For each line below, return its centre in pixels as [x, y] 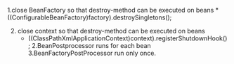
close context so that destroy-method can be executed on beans [111, 31]
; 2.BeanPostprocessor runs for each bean [89, 46]
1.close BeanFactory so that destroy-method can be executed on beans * [113, 10]
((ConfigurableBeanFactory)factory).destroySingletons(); [90, 17]
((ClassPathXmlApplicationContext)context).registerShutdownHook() [128, 38]
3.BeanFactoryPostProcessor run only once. [92, 53]
